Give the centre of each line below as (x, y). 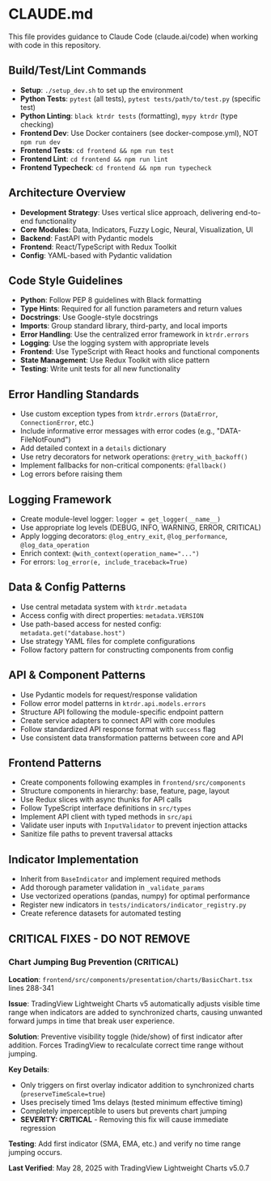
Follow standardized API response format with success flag (118, 729)
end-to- (248, 212)
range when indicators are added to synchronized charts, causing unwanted (135, 1012)
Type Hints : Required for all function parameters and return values (131, 309)
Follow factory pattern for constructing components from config (127, 650)
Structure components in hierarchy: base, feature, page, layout (125, 791)
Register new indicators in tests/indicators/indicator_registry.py (133, 905)
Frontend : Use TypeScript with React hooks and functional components (140, 352)
